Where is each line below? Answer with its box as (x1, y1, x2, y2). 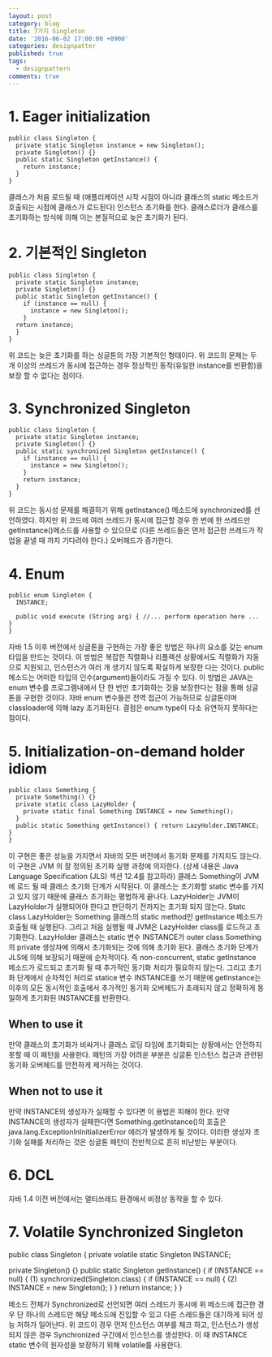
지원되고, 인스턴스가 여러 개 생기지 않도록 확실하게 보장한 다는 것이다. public (23, 662, 265, 672)
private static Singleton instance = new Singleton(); (15, 141, 205, 149)
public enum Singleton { (8, 592, 93, 600)
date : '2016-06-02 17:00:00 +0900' (8, 34, 129, 43)
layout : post (8, 11, 53, 20)
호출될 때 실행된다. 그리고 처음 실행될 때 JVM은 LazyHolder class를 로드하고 (8, 922, 253, 932)
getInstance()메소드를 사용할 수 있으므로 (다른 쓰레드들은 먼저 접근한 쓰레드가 (8, 525, 256, 536)
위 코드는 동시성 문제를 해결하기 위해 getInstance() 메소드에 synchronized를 (8, 505, 253, 515)
